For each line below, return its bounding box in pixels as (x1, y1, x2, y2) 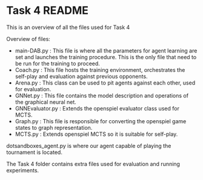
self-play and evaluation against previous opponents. (15, 72, 148, 80)
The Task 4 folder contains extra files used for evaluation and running (6, 160, 181, 167)
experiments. (6, 167, 39, 174)
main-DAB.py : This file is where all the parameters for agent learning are (15, 47, 198, 54)
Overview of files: (6, 35, 50, 42)
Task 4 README (6, 4, 89, 18)
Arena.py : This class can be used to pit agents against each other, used (15, 79, 196, 86)
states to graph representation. (15, 124, 93, 131)
